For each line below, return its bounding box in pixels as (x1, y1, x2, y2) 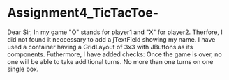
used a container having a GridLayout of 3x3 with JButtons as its (7, 42, 193, 51)
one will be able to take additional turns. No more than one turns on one (7, 57, 214, 65)
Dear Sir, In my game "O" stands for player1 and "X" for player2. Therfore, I (7, 28, 223, 36)
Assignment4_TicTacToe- (7, 5, 159, 21)
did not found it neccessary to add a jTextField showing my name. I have (7, 35, 216, 43)
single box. (7, 65, 39, 73)
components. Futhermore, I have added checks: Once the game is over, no (7, 50, 222, 58)
